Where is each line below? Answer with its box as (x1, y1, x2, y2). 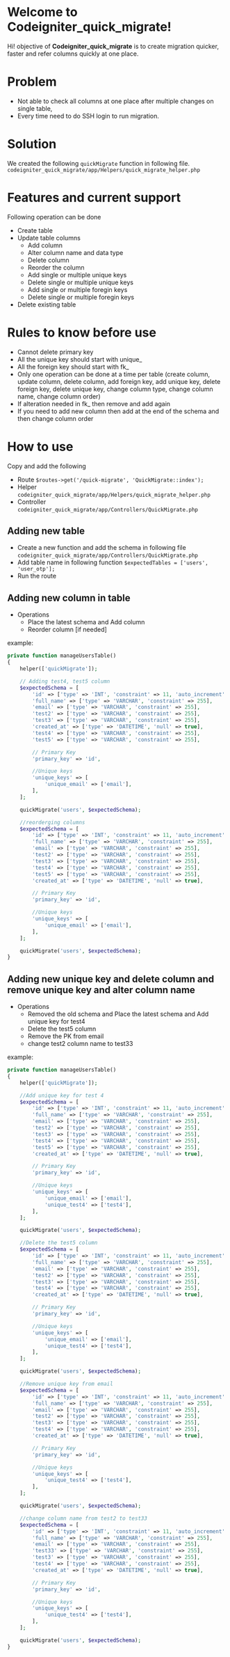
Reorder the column (27, 263, 85, 272)
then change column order (17, 414, 94, 422)
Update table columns (17, 233, 81, 242)
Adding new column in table (7, 592, 131, 603)
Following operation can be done (7, 213, 101, 221)
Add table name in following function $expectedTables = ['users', (17, 558, 208, 567)
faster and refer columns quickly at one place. (7, 49, 139, 58)
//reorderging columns (19, 819, 85, 826)
